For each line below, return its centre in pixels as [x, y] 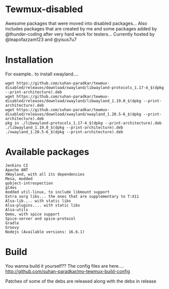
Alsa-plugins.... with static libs [43, 205]
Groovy [12, 227]
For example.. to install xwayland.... [42, 74]
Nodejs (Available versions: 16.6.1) [45, 232]
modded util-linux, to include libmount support [57, 192]
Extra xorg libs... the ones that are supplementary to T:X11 [72, 196]
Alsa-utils [17, 210]
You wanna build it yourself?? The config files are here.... [65, 266]
